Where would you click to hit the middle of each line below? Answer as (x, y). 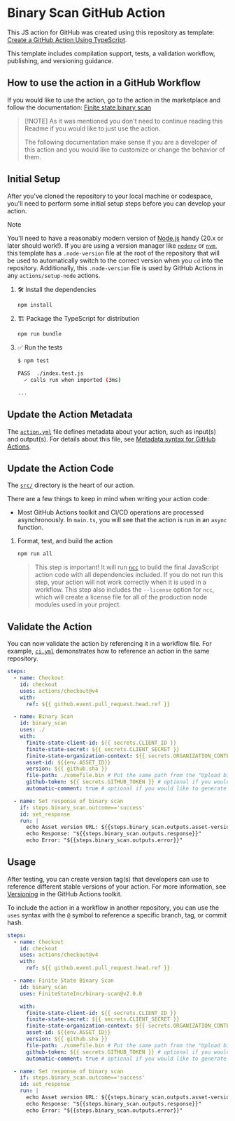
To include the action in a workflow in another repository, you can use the (113, 908)
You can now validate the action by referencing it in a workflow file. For (109, 644)
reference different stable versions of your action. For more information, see (117, 887)
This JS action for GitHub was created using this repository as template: (111, 32)
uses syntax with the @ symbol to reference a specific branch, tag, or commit (117, 915)
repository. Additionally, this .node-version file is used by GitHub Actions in (115, 267)
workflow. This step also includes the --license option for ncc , (124, 590)
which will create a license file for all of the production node (121, 597)
